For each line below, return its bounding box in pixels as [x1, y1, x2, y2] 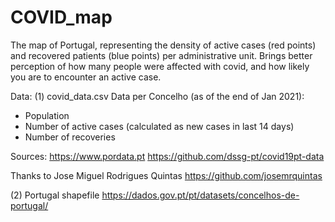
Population [24, 109, 70, 121]
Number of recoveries [24, 131, 116, 143]
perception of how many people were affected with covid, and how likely [10, 60, 310, 72]
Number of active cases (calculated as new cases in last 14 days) [24, 120, 295, 132]
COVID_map [10, 6, 113, 29]
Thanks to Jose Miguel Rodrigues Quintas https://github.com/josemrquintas [10, 169, 323, 181]
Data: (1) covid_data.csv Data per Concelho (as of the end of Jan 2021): [10, 90, 305, 102]
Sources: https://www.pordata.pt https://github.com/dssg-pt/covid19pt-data [10, 150, 325, 162]
